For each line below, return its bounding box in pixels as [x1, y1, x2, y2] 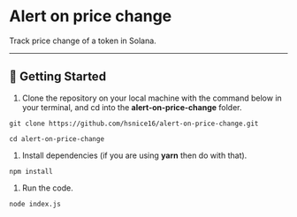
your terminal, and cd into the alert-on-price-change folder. [21, 101, 242, 112]
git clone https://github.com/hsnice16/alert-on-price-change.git [9, 119, 259, 128]
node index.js [9, 199, 62, 208]
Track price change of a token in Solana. [9, 35, 156, 46]
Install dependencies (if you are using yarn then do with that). [21, 150, 247, 161]
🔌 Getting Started [9, 69, 107, 85]
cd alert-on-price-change [9, 134, 104, 143]
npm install [9, 167, 53, 176]
